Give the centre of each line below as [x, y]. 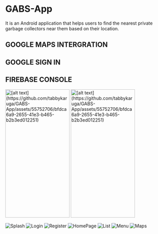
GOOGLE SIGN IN [33, 62]
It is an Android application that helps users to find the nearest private [79, 23]
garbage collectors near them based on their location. [62, 28]
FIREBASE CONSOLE [39, 80]
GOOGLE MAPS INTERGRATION [56, 45]
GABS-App [29, 9]
